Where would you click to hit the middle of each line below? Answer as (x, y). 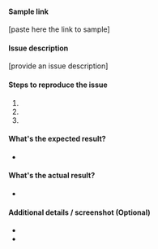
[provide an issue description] (58, 66)
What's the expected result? (58, 139)
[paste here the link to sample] (60, 29)
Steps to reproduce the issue (58, 85)
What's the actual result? (52, 176)
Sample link (28, 11)
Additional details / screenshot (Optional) (79, 212)
